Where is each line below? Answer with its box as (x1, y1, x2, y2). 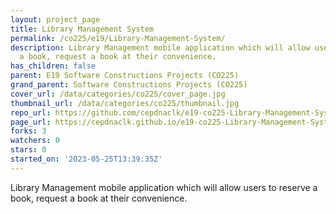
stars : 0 (10, 145, 47, 155)
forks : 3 (10, 126, 47, 136)
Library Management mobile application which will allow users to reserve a (10, 181, 318, 193)
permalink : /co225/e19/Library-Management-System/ (10, 33, 226, 43)
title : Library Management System (10, 24, 155, 34)
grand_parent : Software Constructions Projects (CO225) (10, 80, 248, 90)
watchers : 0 (10, 136, 60, 146)
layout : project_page (10, 14, 101, 25)
